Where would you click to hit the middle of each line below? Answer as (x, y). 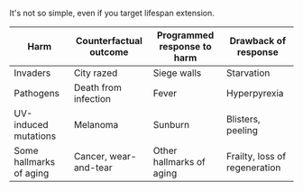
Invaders (32, 73)
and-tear (93, 168)
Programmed (185, 35)
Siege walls (177, 73)
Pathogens (37, 93)
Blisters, (243, 119)
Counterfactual (109, 41)
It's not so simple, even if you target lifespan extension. (112, 13)
